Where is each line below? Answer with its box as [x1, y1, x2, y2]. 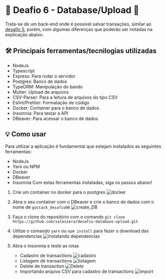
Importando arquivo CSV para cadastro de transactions [19, 268, 134, 274]
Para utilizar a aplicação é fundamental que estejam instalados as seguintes [5, 143, 161, 149]
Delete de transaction [19, 263, 64, 269]
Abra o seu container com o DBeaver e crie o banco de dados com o [12, 199, 154, 205]
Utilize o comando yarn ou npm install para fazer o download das [12, 228, 149, 234]
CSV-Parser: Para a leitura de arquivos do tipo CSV [12, 94, 118, 100]
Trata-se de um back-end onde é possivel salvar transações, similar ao [5, 21, 151, 27]
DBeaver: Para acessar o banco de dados [12, 115, 98, 121]
